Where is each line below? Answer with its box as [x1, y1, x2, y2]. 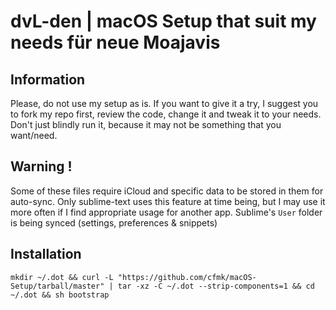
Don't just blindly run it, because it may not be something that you [10, 119, 282, 130]
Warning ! [10, 158, 73, 175]
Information [10, 71, 86, 88]
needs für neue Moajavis [10, 31, 221, 54]
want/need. [10, 130, 58, 141]
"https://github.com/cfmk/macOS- [117, 272, 257, 282]
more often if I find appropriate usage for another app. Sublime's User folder [10, 206, 323, 218]
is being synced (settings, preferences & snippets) [10, 216, 218, 229]
